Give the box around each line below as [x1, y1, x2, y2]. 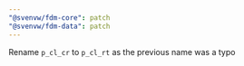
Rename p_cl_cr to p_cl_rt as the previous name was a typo [8, 46, 236, 57]
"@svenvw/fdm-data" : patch [8, 22, 111, 31]
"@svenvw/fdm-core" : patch [8, 13, 111, 23]
